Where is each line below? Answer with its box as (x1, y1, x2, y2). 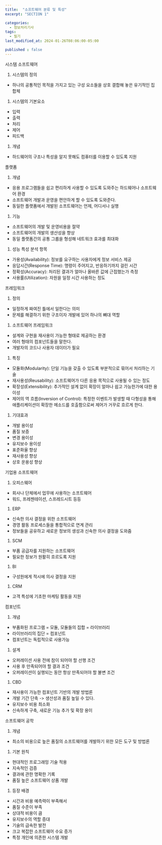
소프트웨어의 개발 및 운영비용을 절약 (12, 223, 80, 229)
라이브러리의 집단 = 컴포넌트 (12, 630, 66, 636)
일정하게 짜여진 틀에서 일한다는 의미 (12, 306, 80, 311)
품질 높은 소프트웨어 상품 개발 (12, 777, 68, 783)
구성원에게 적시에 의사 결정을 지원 (12, 574, 76, 579)
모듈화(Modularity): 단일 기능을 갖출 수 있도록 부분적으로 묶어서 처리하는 (12, 365, 150, 371)
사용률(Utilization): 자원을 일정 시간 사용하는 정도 (12, 274, 106, 280)
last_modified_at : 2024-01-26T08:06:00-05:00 (5, 38, 99, 44)
